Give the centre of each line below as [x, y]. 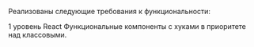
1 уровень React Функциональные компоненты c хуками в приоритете [127, 26]
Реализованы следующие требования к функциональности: [110, 11]
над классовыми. [38, 35]
